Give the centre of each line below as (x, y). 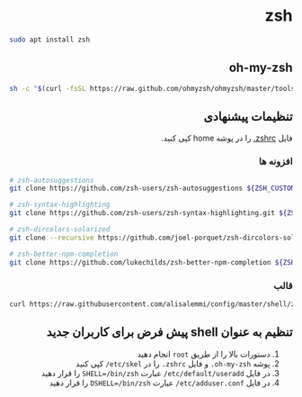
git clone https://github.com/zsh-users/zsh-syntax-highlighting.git (142, 213)
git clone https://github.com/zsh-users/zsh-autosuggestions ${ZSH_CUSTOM (152, 189)
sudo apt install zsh (50, 40)
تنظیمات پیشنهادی (248, 117)
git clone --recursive (52, 238)
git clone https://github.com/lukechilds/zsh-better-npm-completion (140, 262)
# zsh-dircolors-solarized (60, 230)
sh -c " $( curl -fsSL (48, 88)
